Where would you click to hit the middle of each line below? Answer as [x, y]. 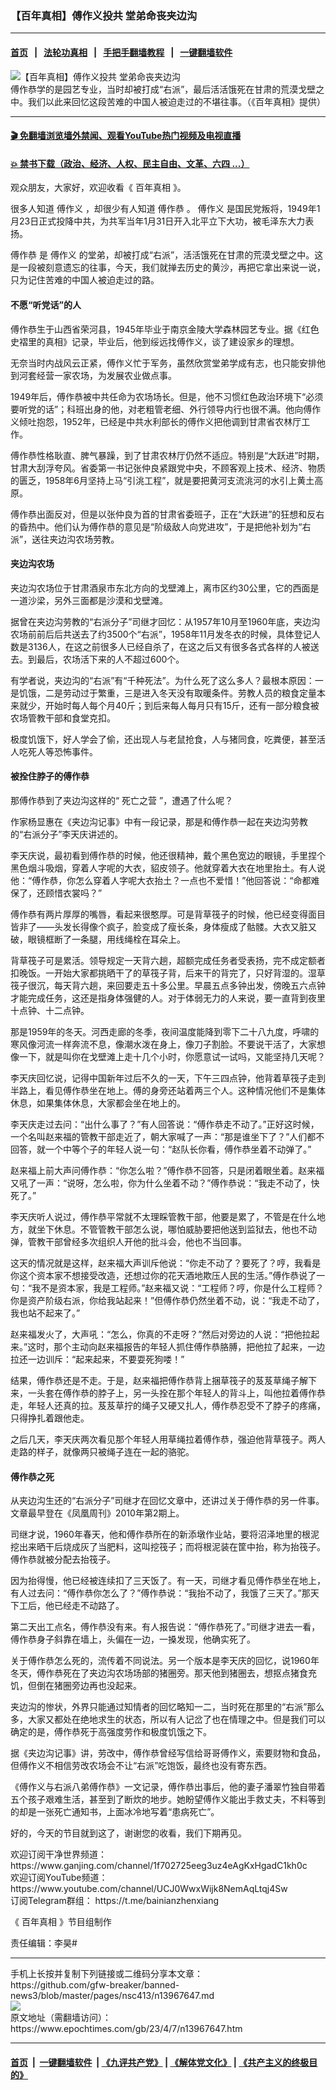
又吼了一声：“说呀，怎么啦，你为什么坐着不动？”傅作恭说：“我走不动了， [161, 1183]
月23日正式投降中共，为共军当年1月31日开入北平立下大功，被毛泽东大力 [158, 221]
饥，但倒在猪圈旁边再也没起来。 [76, 1686]
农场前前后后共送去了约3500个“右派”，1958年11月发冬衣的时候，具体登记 [161, 634]
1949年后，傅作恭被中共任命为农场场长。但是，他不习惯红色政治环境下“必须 [167, 396]
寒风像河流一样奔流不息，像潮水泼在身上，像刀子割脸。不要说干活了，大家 [163, 1044]
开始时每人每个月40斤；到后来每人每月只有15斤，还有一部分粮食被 [182, 705]
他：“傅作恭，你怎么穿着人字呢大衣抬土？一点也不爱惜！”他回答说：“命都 [161, 880]
